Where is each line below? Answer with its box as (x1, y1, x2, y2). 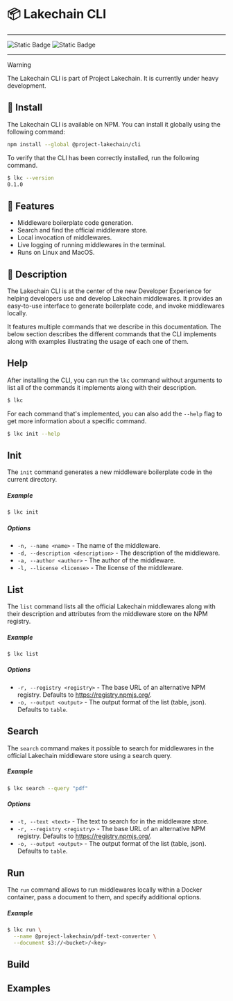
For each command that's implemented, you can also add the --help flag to (7, 409, 223, 418)
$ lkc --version (7, 174, 54, 182)
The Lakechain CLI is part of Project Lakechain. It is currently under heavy (7, 74, 219, 82)
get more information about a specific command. (7, 416, 147, 425)
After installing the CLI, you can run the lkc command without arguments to (7, 376, 223, 384)
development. (7, 81, 46, 90)
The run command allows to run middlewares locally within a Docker (7, 885, 202, 894)
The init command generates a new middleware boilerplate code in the (7, 468, 213, 476)
